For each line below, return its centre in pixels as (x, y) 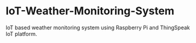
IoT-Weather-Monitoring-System (90, 11)
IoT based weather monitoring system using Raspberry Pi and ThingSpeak (98, 27)
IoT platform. (21, 33)
